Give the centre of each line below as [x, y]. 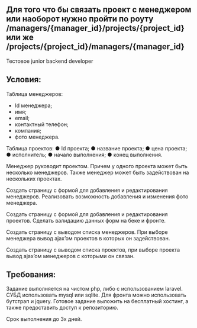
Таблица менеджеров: [35, 94]
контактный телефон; [42, 124]
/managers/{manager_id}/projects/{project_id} [96, 28]
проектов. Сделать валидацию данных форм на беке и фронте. [86, 220]
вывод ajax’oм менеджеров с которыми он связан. [70, 256]
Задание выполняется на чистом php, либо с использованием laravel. [95, 289]
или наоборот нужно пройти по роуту [80, 19]
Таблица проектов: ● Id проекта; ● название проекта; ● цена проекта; [97, 148]
